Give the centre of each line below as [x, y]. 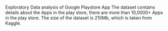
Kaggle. [13, 23]
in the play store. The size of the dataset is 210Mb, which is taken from [79, 18]
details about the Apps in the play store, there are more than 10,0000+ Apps [84, 12]
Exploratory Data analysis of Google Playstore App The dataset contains [80, 7]
